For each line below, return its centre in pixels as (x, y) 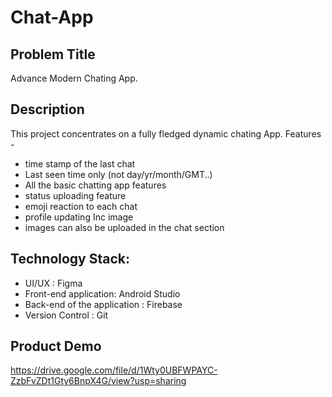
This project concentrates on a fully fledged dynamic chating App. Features (166, 133)
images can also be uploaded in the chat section (124, 227)
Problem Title (53, 54)
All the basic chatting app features (95, 185)
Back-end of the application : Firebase (103, 304)
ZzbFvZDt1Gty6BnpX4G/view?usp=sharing (98, 381)
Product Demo (56, 346)
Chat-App (52, 17)
